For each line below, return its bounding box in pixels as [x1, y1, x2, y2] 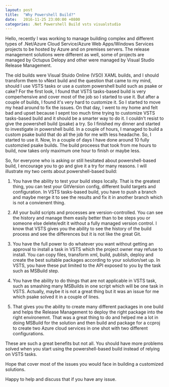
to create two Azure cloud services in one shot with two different [12, 325, 148, 331]
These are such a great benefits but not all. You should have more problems [5, 340, 163, 346]
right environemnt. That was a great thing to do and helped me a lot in [12, 314, 158, 321]
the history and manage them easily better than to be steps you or [12, 215, 151, 221]
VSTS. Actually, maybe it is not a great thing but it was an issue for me [12, 289, 159, 295]
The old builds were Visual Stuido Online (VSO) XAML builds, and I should [5, 72, 159, 79]
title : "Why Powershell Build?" [5, 12, 76, 17]
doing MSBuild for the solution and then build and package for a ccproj [12, 320, 160, 326]
